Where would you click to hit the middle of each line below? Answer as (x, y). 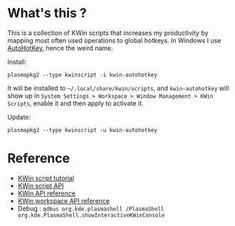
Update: (19, 117)
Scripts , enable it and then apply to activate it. (75, 103)
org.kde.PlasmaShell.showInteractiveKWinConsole (91, 215)
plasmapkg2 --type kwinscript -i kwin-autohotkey (83, 75)
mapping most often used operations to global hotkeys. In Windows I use (114, 40)
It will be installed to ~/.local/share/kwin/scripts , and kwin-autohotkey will (118, 88)
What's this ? (47, 13)
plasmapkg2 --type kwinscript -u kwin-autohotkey (83, 130)
